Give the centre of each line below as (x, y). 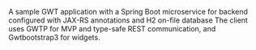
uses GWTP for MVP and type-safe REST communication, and (112, 29)
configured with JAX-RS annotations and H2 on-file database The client (128, 20)
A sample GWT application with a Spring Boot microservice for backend (128, 12)
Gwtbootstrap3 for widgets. (54, 37)
